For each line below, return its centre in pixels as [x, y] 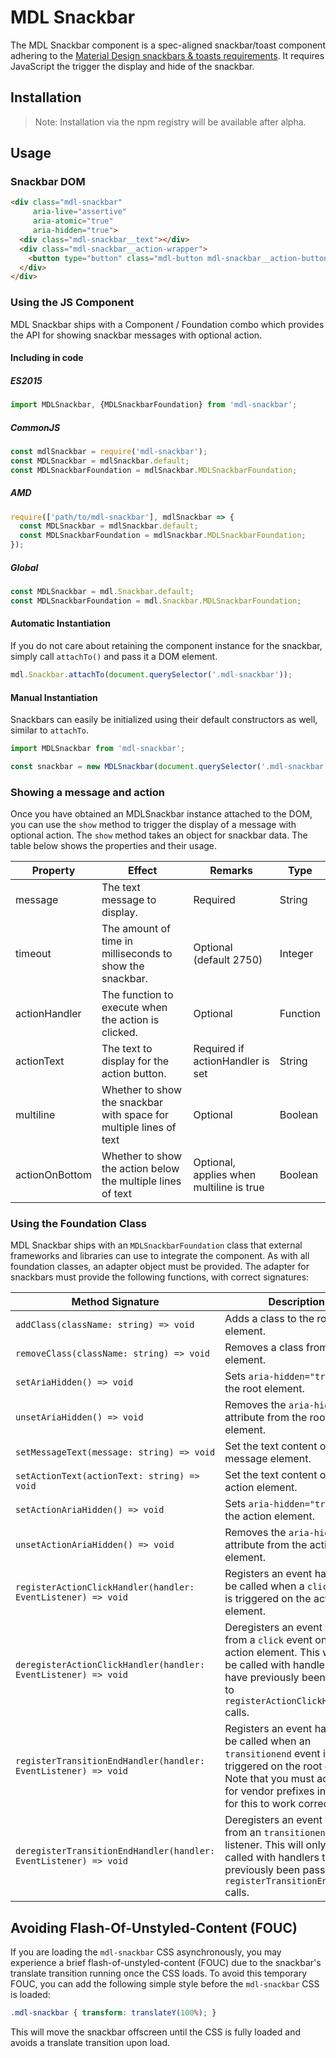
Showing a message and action [87, 792]
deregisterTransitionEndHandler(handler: [115, 1851]
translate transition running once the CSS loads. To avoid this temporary [159, 1973]
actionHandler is [231, 1061]
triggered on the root [273, 1766]
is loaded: [30, 1995]
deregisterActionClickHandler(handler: [110, 1665]
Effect [143, 871]
